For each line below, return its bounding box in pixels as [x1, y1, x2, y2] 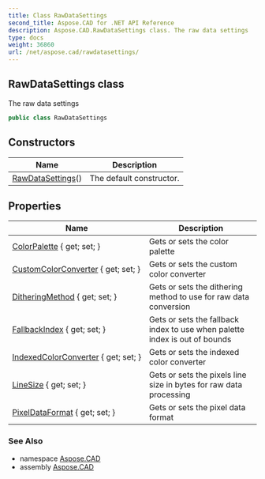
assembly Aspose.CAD [19, 462, 95, 471]
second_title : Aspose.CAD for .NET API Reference [8, 19, 175, 27]
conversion [148, 301, 191, 312]
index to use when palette [148, 324, 244, 335]
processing [148, 389, 191, 400]
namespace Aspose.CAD [19, 454, 101, 463]
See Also [8, 436, 43, 447]
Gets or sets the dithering [148, 281, 243, 292]
